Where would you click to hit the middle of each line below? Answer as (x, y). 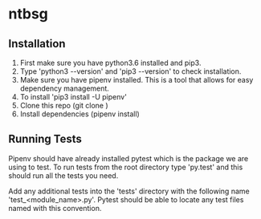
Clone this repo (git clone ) (64, 105)
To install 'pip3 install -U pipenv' (73, 97)
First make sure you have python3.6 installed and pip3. (110, 63)
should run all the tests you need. (63, 175)
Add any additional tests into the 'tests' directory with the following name (129, 191)
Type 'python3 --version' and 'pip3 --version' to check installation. (130, 71)
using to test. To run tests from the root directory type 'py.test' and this (126, 167)
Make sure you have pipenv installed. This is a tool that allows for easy (137, 80)
